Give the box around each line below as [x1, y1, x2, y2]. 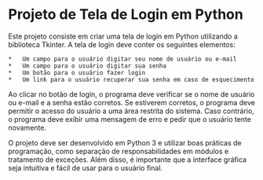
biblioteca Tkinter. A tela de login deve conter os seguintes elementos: [8, 39, 236, 49]
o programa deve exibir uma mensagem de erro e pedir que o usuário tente [8, 114, 251, 123]
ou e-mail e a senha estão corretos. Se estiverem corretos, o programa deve [8, 97, 255, 107]
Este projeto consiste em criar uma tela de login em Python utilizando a [8, 31, 238, 41]
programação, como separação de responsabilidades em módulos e [8, 146, 229, 156]
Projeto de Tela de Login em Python [8, 6, 243, 24]
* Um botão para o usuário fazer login [8, 68, 146, 76]
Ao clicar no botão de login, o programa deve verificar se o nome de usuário [8, 89, 255, 99]
